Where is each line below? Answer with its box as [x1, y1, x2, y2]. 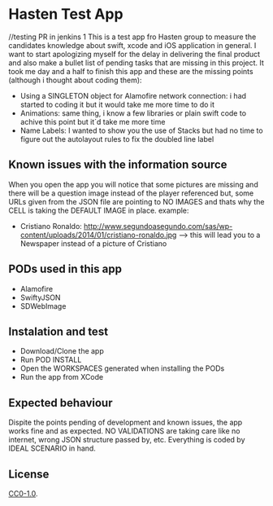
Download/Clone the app [19, 346, 104, 356]
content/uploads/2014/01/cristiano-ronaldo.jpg [19, 230, 177, 240]
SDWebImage [19, 301, 67, 310]
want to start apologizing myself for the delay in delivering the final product [8, 49, 261, 59]
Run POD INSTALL [19, 355, 82, 365]
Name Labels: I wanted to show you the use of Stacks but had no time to [19, 125, 263, 135]
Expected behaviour [8, 396, 113, 410]
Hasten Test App [8, 5, 123, 24]
